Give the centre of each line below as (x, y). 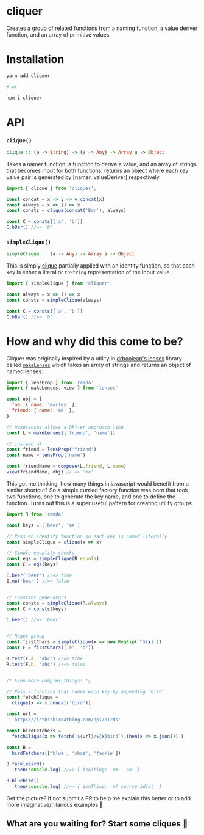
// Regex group (26, 636)
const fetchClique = (33, 698)
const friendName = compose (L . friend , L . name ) (66, 466)
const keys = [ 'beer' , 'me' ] (43, 525)
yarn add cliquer (28, 75)
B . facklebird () (26, 764)
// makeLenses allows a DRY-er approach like (65, 427)
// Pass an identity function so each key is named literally (87, 536)
